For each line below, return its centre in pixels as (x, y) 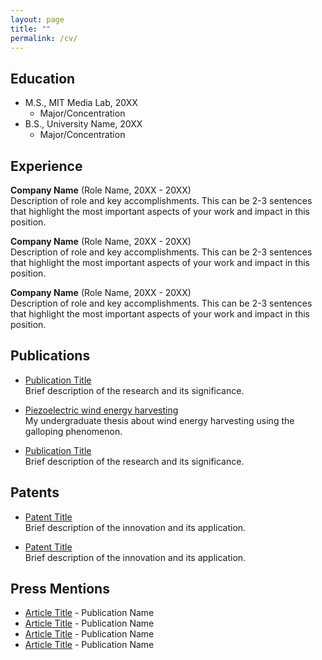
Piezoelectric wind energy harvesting (101, 410)
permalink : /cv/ (44, 38)
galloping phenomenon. (73, 431)
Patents (35, 492)
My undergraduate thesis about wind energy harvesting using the (159, 420)
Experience (46, 166)
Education (43, 78)
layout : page (37, 19)
